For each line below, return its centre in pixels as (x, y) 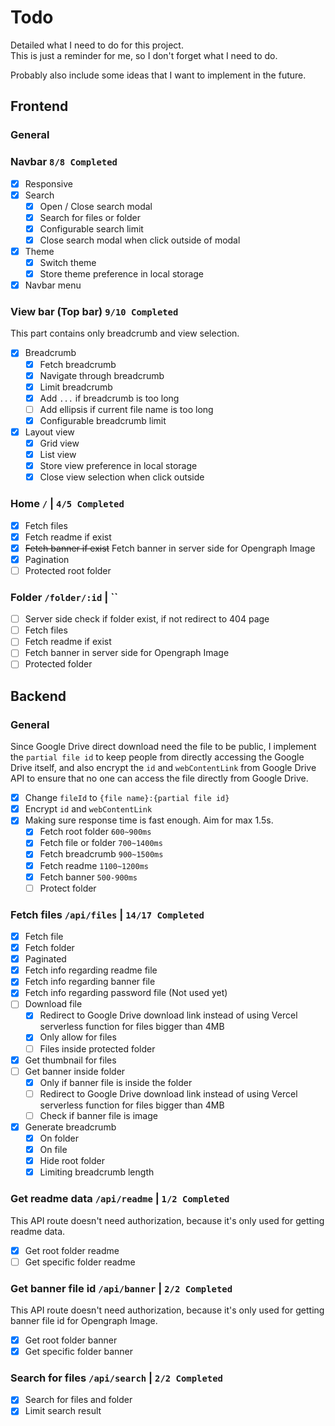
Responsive (48, 183)
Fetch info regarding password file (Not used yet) (126, 993)
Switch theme (68, 262)
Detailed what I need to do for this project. (97, 45)
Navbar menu (53, 285)
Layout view (49, 432)
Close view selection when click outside (122, 477)
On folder (59, 1138)
